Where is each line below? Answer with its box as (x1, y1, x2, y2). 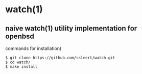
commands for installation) (5, 45, 62, 52)
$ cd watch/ (5, 60, 31, 65)
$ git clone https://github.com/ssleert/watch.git (5, 55, 115, 60)
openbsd (5, 32, 34, 40)
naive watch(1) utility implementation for (5, 24, 137, 33)
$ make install (5, 64, 38, 69)
